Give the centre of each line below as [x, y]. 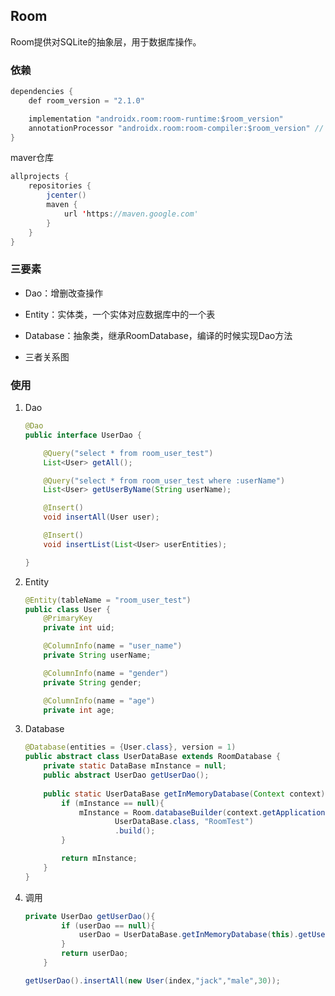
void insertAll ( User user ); [101, 517]
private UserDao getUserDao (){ [90, 916]
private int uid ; [79, 628]
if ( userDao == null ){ [108, 925]
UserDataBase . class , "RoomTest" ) [184, 822]
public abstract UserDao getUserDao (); [126, 775]
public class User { [67, 609]
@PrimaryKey [68, 619]
